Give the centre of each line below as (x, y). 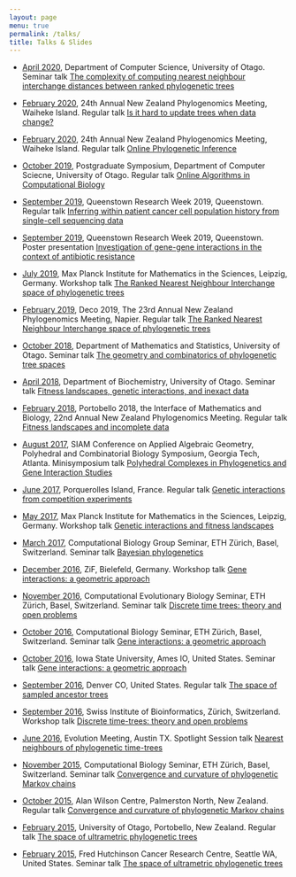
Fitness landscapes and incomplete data (95, 427)
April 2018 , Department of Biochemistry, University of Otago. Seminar (148, 382)
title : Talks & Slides (51, 42)
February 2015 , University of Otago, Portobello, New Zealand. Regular (149, 827)
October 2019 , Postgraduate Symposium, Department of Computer (144, 166)
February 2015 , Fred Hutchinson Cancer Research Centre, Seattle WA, (149, 854)
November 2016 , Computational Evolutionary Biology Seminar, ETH (144, 596)
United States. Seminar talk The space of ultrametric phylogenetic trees (152, 864)
